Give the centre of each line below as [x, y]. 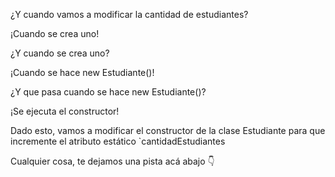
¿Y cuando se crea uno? [60, 53]
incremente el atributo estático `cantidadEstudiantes [118, 141]
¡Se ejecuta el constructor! [65, 111]
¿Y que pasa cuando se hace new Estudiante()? [108, 92]
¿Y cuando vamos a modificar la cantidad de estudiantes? [129, 14]
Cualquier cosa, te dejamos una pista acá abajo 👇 [112, 161]
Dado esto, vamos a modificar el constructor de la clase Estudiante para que [168, 130]
